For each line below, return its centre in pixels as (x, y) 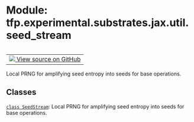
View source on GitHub (49, 59)
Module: (27, 10)
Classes (21, 92)
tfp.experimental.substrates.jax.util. (98, 23)
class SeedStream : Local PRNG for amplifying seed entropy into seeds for (95, 106)
